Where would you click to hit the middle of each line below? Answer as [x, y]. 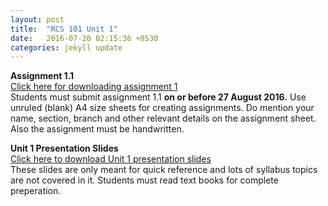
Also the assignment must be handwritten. [97, 129]
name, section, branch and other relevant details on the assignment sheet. [163, 118]
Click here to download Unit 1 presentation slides [111, 159]
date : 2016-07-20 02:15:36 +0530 [84, 38]
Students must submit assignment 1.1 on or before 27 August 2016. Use [158, 97]
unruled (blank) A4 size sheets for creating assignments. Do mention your [162, 108]
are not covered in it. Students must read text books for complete [144, 180]
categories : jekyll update [66, 47]
